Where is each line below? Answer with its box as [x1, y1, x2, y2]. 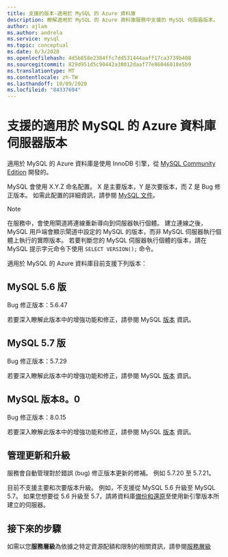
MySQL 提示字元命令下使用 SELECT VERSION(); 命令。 [7, 245, 157, 253]
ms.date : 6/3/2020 [7, 49, 60, 56]
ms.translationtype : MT [7, 67, 75, 74]
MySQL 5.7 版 [7, 337, 66, 349]
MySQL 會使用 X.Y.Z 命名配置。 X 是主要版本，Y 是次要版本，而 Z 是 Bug [7, 182, 214, 191]
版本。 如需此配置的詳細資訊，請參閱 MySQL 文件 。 [12, 191, 159, 200]
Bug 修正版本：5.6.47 [7, 300, 68, 309]
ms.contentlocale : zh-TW [7, 73, 78, 81]
